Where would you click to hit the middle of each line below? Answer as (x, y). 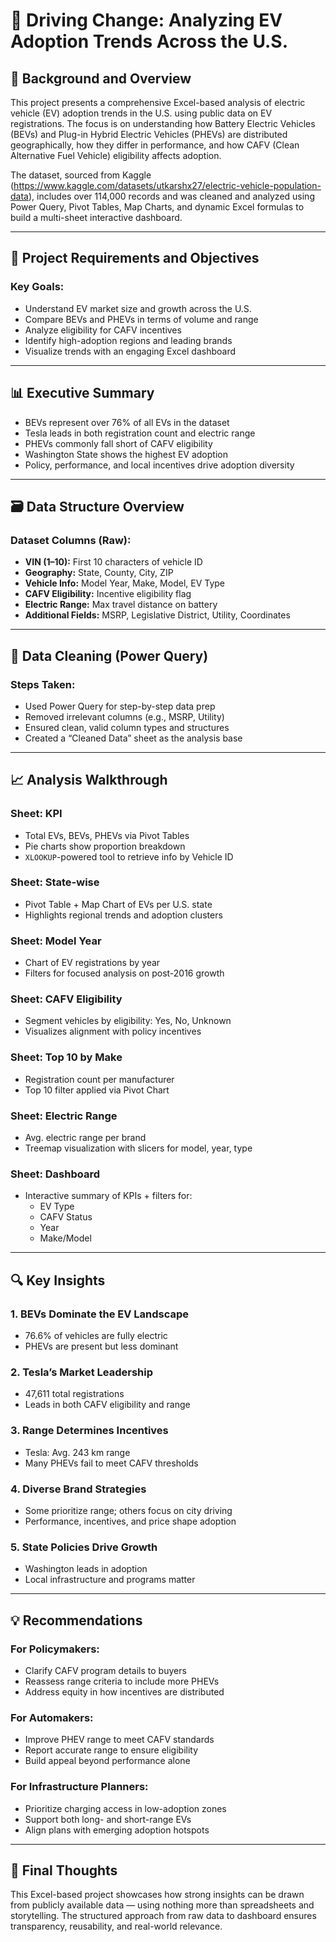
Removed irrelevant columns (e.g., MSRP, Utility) (124, 716)
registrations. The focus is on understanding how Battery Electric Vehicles (163, 123)
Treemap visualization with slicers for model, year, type (138, 1148)
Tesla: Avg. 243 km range (77, 1452)
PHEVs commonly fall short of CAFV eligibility (118, 443)
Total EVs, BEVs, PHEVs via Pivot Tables (107, 835)
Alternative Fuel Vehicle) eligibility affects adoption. (116, 155)
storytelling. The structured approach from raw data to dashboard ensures (163, 1916)
